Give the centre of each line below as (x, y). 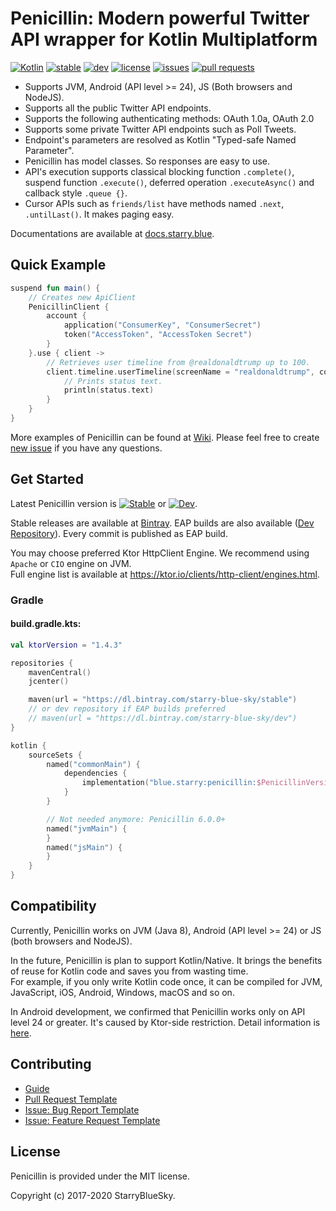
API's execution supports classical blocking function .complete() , (159, 171)
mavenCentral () (60, 672)
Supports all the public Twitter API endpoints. (118, 108)
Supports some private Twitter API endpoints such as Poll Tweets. (160, 129)
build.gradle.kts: (46, 624)
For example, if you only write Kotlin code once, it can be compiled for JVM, (166, 981)
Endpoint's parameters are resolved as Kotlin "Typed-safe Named (160, 139)
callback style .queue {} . (76, 193)
